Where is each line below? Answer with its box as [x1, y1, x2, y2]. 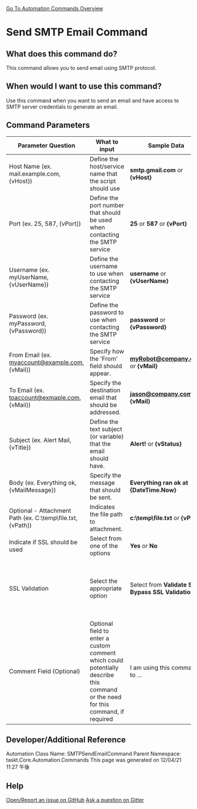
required [90, 714, 113, 723]
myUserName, [9, 273, 49, 281]
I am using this [130, 663, 170, 672]
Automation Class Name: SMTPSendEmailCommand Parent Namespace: [6, 750, 181, 757]
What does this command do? [6, 49, 118, 59]
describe [90, 670, 114, 679]
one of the [90, 541, 118, 550]
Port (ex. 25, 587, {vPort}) [9, 220, 81, 228]
